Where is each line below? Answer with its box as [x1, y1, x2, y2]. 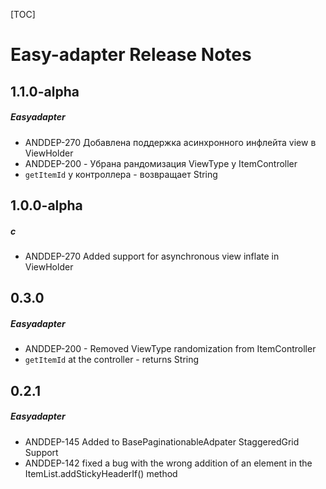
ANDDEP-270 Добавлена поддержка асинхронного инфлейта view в [24, 136, 317, 148]
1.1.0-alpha [10, 83, 80, 100]
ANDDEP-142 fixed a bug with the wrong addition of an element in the [24, 457, 313, 469]
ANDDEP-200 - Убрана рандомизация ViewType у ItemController [24, 157, 298, 169]
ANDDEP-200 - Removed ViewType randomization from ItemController [24, 343, 317, 355]
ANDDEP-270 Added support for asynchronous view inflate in [24, 250, 280, 262]
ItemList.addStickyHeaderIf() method [24, 467, 178, 479]
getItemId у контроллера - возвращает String [24, 168, 218, 180]
